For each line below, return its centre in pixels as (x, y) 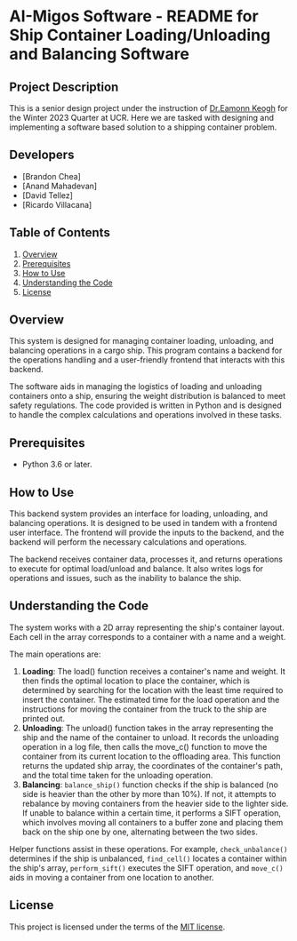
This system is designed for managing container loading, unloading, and (141, 341)
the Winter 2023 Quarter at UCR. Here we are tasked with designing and (141, 118)
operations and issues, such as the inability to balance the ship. (125, 578)
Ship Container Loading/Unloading (140, 35)
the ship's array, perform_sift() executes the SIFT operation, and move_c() (146, 867)
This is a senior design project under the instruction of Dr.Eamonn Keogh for (149, 108)
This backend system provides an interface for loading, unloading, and (139, 514)
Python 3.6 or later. (57, 465)
